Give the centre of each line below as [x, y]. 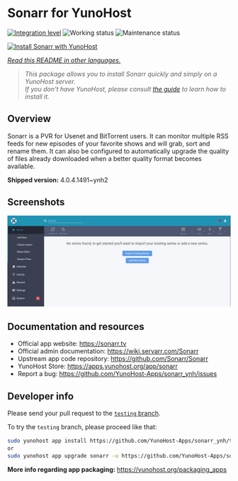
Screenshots [36, 203]
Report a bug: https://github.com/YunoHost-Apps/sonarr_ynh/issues [117, 374]
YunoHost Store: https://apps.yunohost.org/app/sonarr [98, 366]
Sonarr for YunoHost [69, 13]
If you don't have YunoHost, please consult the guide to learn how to [125, 89]
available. [21, 166]
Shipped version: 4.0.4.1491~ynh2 [58, 179]
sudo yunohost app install [47, 441]
